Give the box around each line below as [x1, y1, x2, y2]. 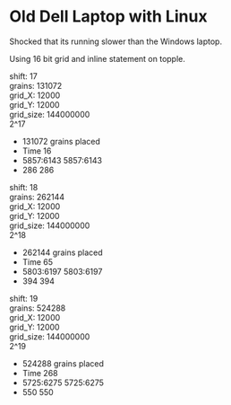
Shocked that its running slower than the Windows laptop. [9, 36, 222, 47]
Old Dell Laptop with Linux [9, 6, 208, 27]
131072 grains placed [21, 136, 101, 146]
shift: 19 [9, 293, 38, 304]
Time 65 [21, 256, 54, 267]
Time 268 [21, 367, 58, 378]
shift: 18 [9, 181, 38, 192]
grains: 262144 [9, 191, 65, 202]
